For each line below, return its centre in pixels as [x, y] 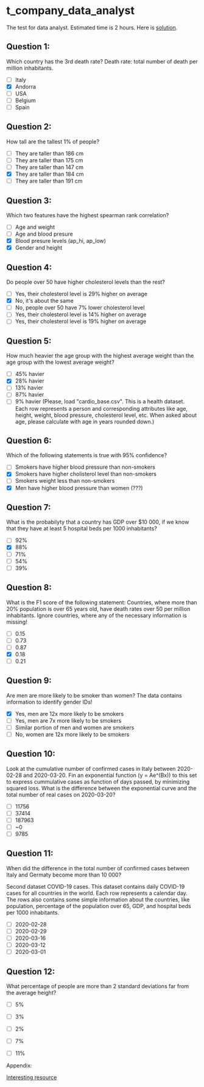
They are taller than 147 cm [49, 167]
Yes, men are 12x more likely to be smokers [69, 713]
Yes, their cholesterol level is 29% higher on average [81, 294]
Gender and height [39, 248]
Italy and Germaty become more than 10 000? [64, 875]
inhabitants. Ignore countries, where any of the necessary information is [97, 615]
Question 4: [29, 267]
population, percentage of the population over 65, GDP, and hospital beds [99, 906]
